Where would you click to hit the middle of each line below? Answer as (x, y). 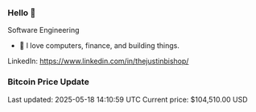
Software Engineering (43, 30)
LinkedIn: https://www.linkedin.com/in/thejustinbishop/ (98, 61)
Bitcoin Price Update (48, 82)
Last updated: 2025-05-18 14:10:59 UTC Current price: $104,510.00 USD (128, 99)
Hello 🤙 (22, 13)
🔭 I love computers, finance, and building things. (99, 46)
